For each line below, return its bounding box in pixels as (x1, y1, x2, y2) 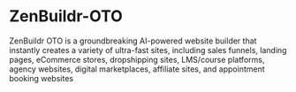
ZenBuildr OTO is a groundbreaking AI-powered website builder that (9, 35, 257, 46)
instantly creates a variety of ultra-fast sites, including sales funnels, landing (9, 44, 287, 55)
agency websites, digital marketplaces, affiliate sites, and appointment (9, 64, 265, 74)
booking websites (9, 73, 73, 83)
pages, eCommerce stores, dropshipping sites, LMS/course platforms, (9, 54, 265, 65)
